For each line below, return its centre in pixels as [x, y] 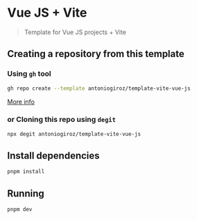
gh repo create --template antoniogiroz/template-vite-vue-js [99, 88]
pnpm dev [20, 210]
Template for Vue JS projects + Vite [75, 32]
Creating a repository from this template [96, 54]
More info [21, 102]
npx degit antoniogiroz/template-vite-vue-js [74, 134]
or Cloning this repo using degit [62, 120]
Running [26, 193]
